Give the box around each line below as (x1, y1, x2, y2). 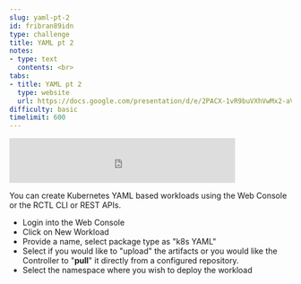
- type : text (9, 55, 58, 64)
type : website (17, 88, 70, 97)
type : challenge (9, 30, 70, 39)
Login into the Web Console (21, 217, 125, 228)
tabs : (9, 72, 30, 81)
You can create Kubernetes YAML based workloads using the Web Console (9, 190, 288, 202)
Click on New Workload (21, 227, 109, 237)
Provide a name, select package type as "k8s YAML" (21, 237, 217, 247)
